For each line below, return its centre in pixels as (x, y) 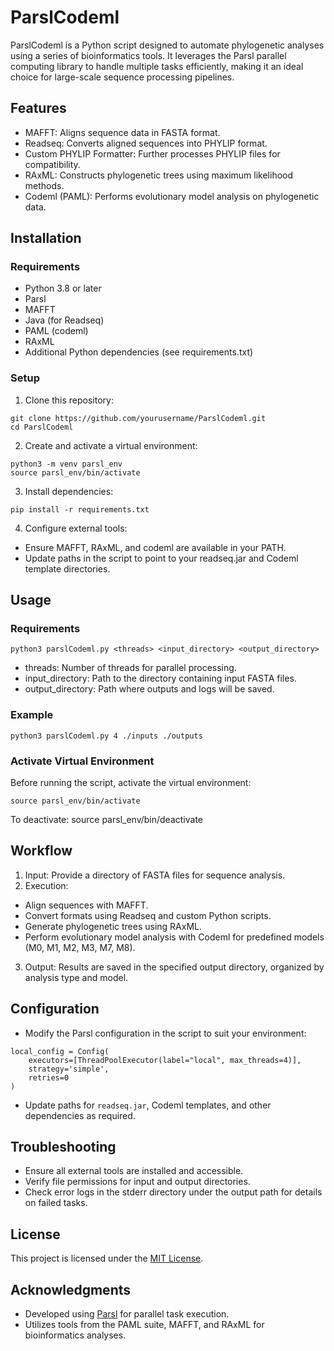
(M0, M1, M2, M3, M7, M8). (80, 947)
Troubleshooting (63, 1147)
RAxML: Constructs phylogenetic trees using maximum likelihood (159, 175)
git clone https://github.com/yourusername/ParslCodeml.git (138, 418)
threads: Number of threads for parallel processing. (130, 668)
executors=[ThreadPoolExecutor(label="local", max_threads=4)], (165, 1060)
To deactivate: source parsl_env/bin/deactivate (107, 820)
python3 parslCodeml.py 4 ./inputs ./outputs (106, 736)
